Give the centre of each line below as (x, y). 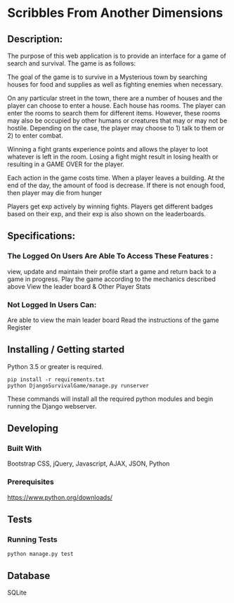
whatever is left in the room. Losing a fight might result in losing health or (113, 157)
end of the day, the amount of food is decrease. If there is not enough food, (117, 185)
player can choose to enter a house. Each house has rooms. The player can (117, 106)
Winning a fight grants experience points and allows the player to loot (108, 149)
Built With (25, 449)
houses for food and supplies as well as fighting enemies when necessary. (115, 85)
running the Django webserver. (52, 406)
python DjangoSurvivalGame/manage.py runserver (78, 385)
